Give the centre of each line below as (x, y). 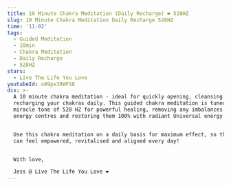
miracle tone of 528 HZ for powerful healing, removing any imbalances (118, 110)
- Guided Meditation (43, 39)
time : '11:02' (27, 26)
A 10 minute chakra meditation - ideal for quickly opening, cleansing (118, 97)
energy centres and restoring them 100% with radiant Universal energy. (120, 116)
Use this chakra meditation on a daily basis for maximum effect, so (115, 134)
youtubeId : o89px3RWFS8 (41, 84)
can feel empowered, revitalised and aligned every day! (97, 141)
